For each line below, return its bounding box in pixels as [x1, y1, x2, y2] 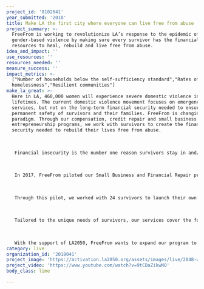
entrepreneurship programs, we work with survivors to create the [12, 122, 183, 128]
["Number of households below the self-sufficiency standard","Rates [12, 76, 191, 82]
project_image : [6, 257, 45, 263]
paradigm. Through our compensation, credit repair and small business [12, 116, 197, 122]
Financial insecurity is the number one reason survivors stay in [14, 150, 186, 156]
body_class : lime [6, 268, 50, 274]
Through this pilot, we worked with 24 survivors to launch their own [14, 194, 197, 201]
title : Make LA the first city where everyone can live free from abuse [6, 20, 194, 26]
